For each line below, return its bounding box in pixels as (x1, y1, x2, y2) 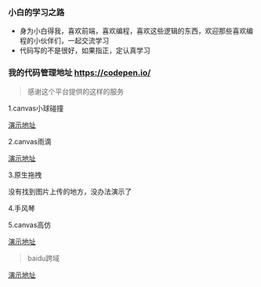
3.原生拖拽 (8, 170, 42, 180)
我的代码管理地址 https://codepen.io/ (8, 67, 151, 78)
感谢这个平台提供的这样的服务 (27, 86, 124, 96)
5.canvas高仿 (8, 220, 52, 229)
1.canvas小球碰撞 (8, 104, 64, 113)
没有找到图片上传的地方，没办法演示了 (8, 187, 132, 196)
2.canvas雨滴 (8, 136, 52, 146)
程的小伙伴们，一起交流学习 (19, 36, 110, 45)
